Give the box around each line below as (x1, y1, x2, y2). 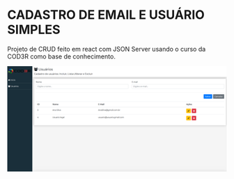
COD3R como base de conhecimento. (7, 52, 116, 61)
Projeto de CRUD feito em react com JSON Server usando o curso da (7, 45, 206, 53)
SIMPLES (7, 22, 61, 38)
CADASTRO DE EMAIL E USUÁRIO (7, 7, 205, 23)
